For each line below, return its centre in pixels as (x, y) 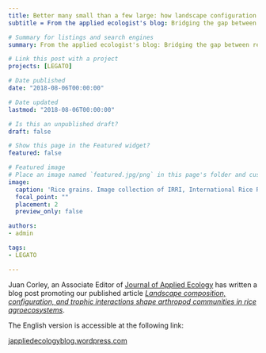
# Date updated (33, 102)
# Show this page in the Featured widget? (79, 146)
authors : (23, 226)
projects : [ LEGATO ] (40, 67)
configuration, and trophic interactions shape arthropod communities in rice (133, 301)
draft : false (30, 132)
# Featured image (37, 167)
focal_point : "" (42, 197)
